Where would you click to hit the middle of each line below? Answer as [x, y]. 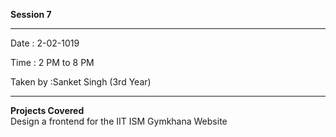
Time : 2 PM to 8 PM [52, 62]
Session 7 [31, 14]
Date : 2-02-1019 [45, 43]
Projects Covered [47, 110]
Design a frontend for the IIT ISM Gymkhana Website [119, 121]
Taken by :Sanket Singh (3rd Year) [81, 82]
